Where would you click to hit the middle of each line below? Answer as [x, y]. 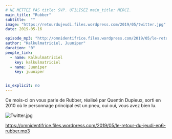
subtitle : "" [20, 19]
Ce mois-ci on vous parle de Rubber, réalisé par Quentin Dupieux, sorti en [83, 100]
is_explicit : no [23, 86]
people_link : [19, 53]
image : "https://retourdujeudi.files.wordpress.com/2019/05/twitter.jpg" [86, 24]
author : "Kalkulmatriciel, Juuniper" [46, 43]
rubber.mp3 [18, 131]
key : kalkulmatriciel [37, 62]
